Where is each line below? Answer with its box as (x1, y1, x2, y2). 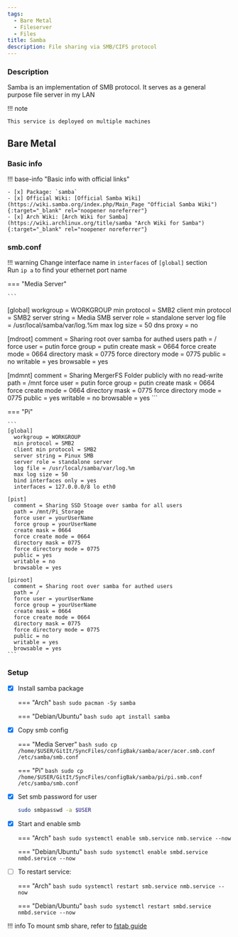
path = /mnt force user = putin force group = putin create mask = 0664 (7, 379, 215, 387)
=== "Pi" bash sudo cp (17, 766, 84, 774)
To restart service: (17, 867, 72, 876)
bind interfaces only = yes (13, 477, 97, 484)
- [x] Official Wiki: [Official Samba (7, 195, 122, 202)
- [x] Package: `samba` (7, 188, 78, 195)
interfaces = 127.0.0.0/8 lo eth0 (13, 484, 116, 491)
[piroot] (7, 577, 33, 584)
